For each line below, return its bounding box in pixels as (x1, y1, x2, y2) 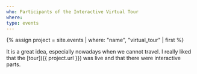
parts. (6, 61, 21, 68)
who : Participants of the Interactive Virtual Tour (6, 8, 139, 15)
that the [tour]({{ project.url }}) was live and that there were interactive (6, 55, 181, 62)
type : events (6, 20, 39, 26)
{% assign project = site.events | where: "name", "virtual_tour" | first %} (6, 37, 184, 44)
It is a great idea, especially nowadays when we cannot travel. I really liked (6, 48, 192, 55)
